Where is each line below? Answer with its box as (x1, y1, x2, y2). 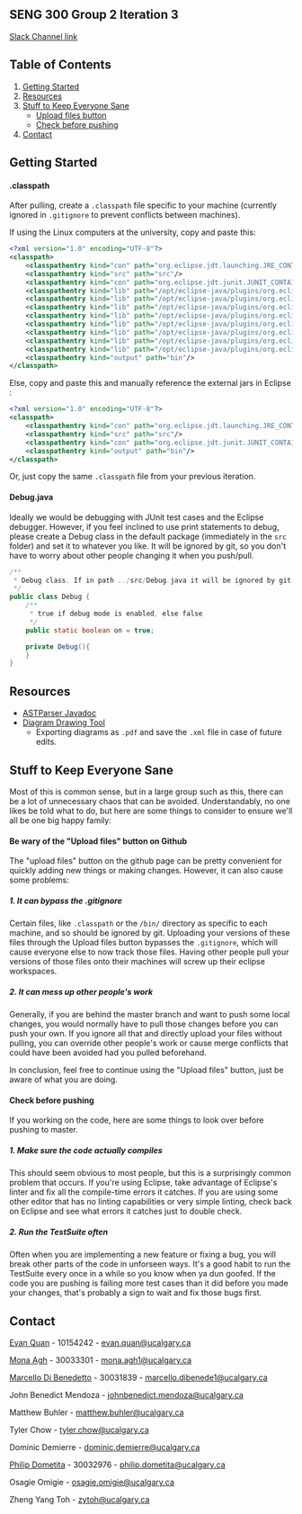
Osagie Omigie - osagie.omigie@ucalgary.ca (9, 1477, 175, 1488)
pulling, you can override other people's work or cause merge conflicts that (9, 1038, 289, 1049)
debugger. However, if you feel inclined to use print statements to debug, (9, 521, 280, 532)
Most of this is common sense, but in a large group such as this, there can (9, 786, 284, 797)
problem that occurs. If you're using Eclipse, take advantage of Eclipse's (9, 1178, 278, 1188)
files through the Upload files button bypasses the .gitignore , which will (9, 937, 279, 948)
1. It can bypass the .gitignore (9, 895, 123, 906)
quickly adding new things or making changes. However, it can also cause (9, 865, 284, 876)
